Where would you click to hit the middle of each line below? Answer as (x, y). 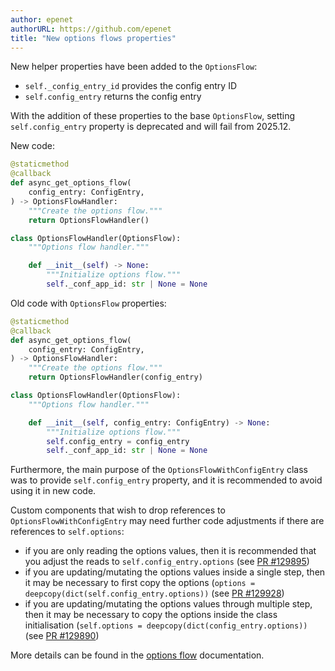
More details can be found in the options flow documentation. (137, 655)
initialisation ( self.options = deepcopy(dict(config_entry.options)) (166, 625)
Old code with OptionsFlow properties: (88, 303)
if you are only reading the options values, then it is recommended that (170, 551)
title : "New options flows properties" (93, 38)
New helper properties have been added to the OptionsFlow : (134, 67)
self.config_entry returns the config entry (113, 97)
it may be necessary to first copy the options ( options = (140, 583)
